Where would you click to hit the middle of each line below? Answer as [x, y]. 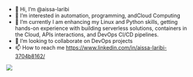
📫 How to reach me [40, 47]
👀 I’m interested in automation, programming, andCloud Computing [98, 16]
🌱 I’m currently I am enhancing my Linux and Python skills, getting [96, 22]
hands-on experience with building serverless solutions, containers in [101, 28]
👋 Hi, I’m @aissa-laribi [42, 9]
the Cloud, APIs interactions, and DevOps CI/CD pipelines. [87, 35]
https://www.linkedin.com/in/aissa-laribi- [116, 47]
